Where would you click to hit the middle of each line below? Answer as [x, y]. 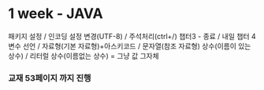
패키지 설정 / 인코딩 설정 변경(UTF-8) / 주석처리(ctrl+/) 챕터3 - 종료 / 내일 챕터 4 [132, 36]
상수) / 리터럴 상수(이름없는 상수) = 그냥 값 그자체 [84, 56]
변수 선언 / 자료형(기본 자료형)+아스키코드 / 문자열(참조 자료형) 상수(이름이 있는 [130, 46]
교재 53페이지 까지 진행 [50, 77]
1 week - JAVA [56, 14]
